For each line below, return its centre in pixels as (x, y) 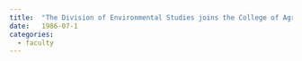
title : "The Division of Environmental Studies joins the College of (144, 17)
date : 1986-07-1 (44, 26)
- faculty (36, 43)
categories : (31, 34)
